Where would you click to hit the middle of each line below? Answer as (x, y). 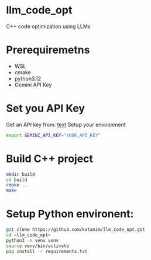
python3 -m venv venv (32, 240)
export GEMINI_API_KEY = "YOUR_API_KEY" (53, 135)
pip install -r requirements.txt (47, 251)
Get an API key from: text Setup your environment (66, 124)
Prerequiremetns (48, 50)
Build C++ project (50, 159)
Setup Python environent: (70, 214)
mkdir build (20, 174)
